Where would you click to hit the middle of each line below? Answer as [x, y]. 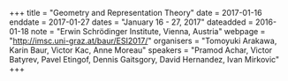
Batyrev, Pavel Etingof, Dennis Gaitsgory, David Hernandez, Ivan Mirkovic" [144, 59]
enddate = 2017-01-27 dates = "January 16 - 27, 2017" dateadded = [131, 22]
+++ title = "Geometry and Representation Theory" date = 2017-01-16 [136, 13]
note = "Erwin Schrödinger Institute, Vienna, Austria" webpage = [148, 31]
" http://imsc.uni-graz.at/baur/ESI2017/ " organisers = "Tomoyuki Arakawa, [143, 40]
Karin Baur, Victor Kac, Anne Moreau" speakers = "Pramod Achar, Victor [141, 50]
